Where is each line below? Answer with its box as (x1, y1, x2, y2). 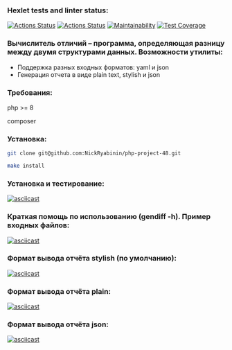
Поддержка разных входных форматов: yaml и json (17, 63, 170, 71)
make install (7, 162, 45, 170)
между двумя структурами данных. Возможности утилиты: (7, 47, 223, 57)
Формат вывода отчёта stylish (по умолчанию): (7, 254, 177, 263)
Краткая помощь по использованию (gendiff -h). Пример (7, 212, 211, 222)
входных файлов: (7, 220, 70, 230)
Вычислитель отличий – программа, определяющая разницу (7, 39, 225, 49)
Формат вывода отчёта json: (7, 320, 109, 329)
